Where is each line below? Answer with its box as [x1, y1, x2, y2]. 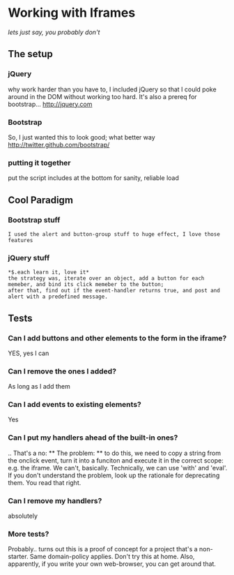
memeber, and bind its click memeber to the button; [8, 281, 164, 288]
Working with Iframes [8, 5, 136, 21]
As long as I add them [8, 382, 70, 391]
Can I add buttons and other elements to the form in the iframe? [8, 333, 227, 343]
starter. [8, 553, 29, 561]
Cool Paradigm [8, 194, 74, 206]
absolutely [8, 511, 38, 521]
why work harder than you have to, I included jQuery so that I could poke [8, 85, 217, 94]
